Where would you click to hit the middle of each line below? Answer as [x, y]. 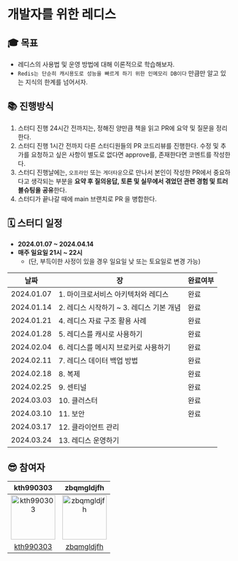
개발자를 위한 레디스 [62, 15]
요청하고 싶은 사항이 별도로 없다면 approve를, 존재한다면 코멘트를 [121, 154]
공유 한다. [55, 190]
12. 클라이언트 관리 [89, 427]
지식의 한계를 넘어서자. [57, 82]
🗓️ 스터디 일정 [35, 223]
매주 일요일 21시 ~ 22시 [50, 252]
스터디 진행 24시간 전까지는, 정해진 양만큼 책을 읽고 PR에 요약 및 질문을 [116, 127]
